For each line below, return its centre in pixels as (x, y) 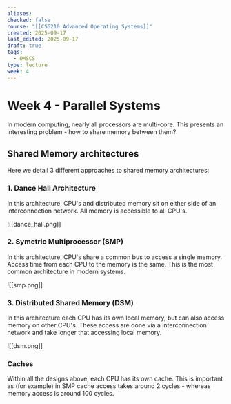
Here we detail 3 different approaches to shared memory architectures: (108, 171)
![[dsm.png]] (25, 346)
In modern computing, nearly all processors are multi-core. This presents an (115, 124)
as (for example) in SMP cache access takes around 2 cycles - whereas (109, 386)
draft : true (24, 46)
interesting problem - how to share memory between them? (92, 132)
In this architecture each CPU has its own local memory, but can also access (116, 318)
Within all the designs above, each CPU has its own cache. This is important (115, 379)
